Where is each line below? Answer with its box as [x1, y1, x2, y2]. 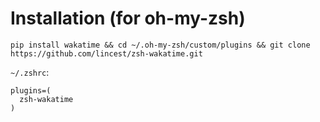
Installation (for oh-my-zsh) [10, 7, 246, 30]
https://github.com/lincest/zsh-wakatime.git [10, 48, 203, 59]
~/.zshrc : [10, 66, 50, 78]
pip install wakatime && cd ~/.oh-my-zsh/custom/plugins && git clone [10, 40, 311, 50]
